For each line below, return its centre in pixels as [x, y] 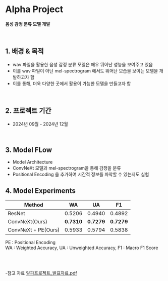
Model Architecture [33, 162]
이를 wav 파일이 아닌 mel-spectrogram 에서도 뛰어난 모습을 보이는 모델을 [85, 71]
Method [34, 205]
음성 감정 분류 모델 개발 [28, 24]
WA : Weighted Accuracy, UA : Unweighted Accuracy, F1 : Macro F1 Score [82, 248]
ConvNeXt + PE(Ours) [34, 230]
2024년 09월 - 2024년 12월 [40, 124]
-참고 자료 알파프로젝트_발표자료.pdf [41, 273]
